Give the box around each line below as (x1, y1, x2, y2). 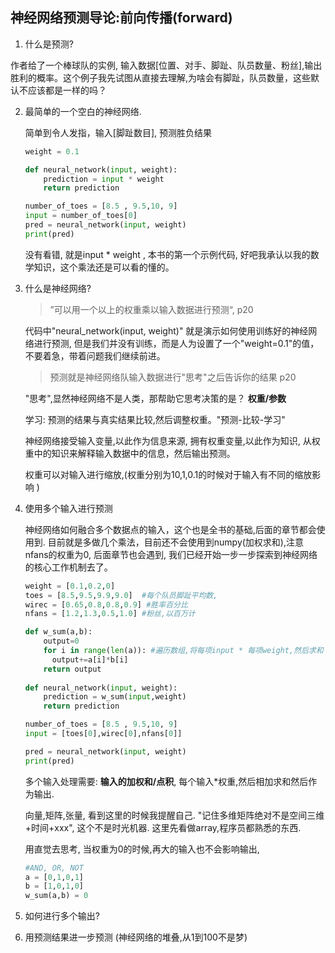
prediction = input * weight (43, 174, 165, 184)
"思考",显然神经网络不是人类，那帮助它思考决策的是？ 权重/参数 (24, 392, 287, 404)
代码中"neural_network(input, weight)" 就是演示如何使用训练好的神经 (24, 324, 309, 337)
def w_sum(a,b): (24, 627, 93, 637)
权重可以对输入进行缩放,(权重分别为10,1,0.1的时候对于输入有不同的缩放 (24, 468, 313, 480)
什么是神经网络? (24, 282, 92, 294)
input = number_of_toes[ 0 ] (24, 211, 138, 221)
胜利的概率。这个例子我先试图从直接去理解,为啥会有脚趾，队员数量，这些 (10, 71, 312, 83)
